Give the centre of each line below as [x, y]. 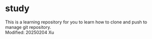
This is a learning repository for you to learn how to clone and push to [76, 22]
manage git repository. [28, 27]
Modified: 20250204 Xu [30, 32]
